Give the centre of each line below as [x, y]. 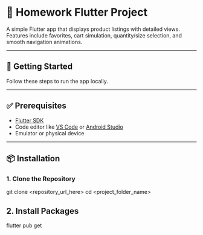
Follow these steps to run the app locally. [57, 81]
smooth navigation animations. [44, 42]
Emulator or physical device [50, 133]
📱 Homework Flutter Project [77, 12]
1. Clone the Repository [41, 179]
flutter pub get [24, 225]
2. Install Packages [43, 211]
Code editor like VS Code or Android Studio [69, 127]
